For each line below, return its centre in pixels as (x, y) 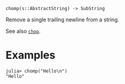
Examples (31, 55)
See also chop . (23, 31)
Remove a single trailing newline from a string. (62, 20)
